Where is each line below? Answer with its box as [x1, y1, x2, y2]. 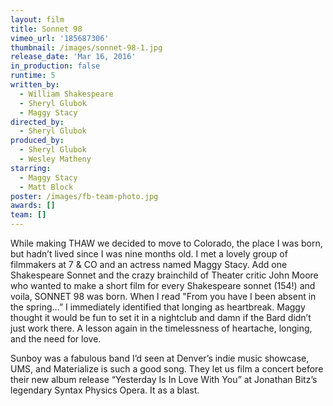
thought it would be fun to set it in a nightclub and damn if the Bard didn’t [10, 312, 312, 323]
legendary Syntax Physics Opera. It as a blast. [10, 384, 200, 396]
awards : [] [10, 201, 56, 211]
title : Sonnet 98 [10, 24, 83, 34]
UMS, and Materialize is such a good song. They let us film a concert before [10, 363, 324, 375]
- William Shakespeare [19, 89, 114, 99]
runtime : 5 [10, 71, 56, 81]
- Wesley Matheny [19, 154, 92, 164]
